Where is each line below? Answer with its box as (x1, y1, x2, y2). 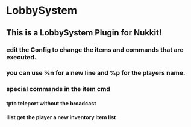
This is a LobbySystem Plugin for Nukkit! (6, 28, 162, 38)
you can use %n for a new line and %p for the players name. (6, 69, 186, 77)
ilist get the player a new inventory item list (6, 113, 116, 120)
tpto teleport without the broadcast (6, 99, 96, 107)
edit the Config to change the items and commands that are (6, 46, 184, 54)
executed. (6, 53, 37, 61)
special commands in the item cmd (6, 85, 110, 93)
